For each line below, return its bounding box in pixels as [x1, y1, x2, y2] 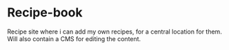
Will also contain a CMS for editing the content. [7, 34, 141, 42]
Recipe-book [7, 5, 83, 21]
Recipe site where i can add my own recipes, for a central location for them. [7, 27, 222, 36]
